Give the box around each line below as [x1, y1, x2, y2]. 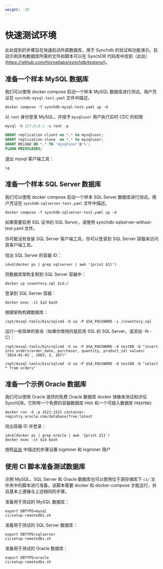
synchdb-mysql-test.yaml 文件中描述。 [14, 95, 92, 101]
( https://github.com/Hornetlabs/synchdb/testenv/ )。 [5, 59, 110, 65]
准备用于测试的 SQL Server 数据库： [5, 522, 78, 528]
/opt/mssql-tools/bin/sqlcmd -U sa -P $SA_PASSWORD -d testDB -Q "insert [5, 344, 159, 349]
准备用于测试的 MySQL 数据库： [5, 499, 70, 505]
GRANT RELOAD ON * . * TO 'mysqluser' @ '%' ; [5, 142, 91, 147]
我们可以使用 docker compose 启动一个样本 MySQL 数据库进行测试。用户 [5, 89, 153, 95]
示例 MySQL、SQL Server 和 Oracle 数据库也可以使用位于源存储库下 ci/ [5, 476, 150, 482]
